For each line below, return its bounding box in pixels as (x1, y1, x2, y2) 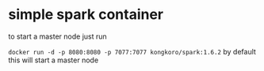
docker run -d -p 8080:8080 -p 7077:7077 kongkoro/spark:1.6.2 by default (8, 47, 256, 56)
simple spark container (8, 6, 164, 24)
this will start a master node (8, 55, 99, 65)
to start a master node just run (8, 32, 107, 41)
